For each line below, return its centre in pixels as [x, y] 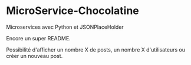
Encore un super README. [38, 38]
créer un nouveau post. [34, 56]
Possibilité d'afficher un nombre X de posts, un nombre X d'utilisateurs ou [96, 49]
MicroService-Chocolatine [73, 11]
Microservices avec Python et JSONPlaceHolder [65, 27]
